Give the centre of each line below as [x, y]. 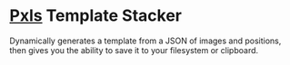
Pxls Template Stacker [95, 16]
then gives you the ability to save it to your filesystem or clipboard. [134, 50]
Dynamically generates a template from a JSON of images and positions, [145, 41]
